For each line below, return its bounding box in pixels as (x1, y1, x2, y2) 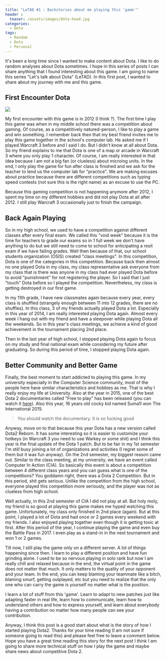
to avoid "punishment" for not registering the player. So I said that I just (5, 274, 150, 281)
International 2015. (5, 406, 43, 412)
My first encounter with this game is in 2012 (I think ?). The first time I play (5, 116, 157, 122)
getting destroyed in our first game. (5, 285, 78, 291)
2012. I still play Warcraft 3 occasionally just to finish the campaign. (5, 199, 143, 205)
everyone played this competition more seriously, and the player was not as (5, 483, 160, 490)
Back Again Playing (5, 214, 66, 222)
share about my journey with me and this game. (5, 79, 103, 85)
